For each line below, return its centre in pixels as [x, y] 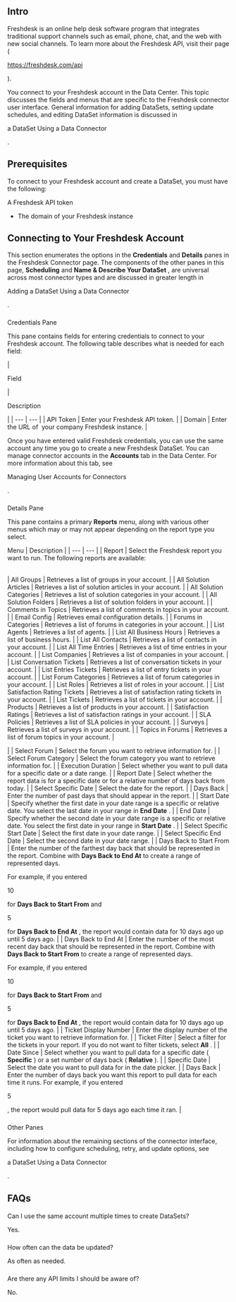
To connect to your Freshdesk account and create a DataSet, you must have [118, 181]
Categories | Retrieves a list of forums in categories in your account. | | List [116, 625]
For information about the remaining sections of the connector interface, [112, 1141]
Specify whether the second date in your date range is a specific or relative [117, 819]
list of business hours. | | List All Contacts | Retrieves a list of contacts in [112, 640]
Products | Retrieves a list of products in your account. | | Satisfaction [108, 707]
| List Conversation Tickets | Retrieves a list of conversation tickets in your [114, 662]
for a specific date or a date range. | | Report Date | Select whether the [110, 773]
